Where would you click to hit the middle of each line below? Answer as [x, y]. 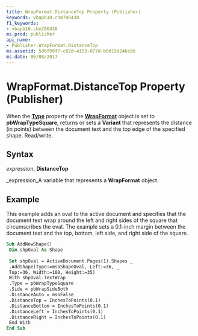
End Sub [16, 328]
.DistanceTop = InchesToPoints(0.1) [55, 300]
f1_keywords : [23, 23]
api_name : [19, 40]
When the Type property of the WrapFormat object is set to [81, 116]
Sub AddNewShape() [29, 244]
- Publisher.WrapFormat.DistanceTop [52, 46]
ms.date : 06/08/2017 [32, 57]
